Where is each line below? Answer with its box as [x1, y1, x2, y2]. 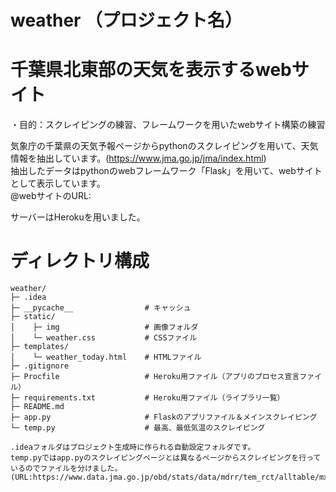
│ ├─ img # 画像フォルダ [10, 322, 199, 333]
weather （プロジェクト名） [10, 9, 243, 32]
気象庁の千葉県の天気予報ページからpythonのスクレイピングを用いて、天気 [10, 140, 319, 152]
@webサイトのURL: [10, 190, 92, 202]
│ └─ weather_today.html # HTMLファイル [10, 352, 202, 363]
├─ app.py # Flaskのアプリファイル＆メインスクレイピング [10, 412, 318, 423]
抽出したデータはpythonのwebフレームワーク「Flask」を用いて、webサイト [10, 165, 323, 177]
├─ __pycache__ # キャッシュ [10, 303, 192, 313]
